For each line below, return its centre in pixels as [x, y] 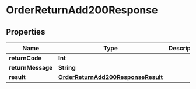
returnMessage [31, 68]
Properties [26, 32]
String [67, 68]
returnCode [25, 58]
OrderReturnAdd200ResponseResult [111, 77]
